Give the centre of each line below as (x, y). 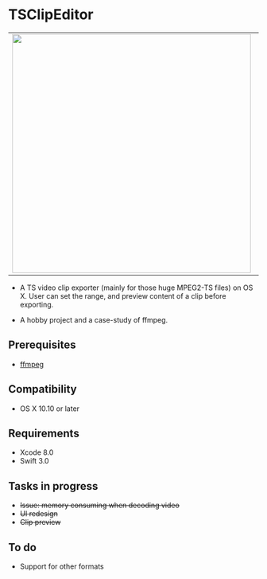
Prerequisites (42, 345)
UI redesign (39, 514)
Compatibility (43, 389)
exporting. (37, 304)
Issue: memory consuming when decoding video (100, 505)
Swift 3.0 (34, 461)
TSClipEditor (51, 15)
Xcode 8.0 (37, 452)
